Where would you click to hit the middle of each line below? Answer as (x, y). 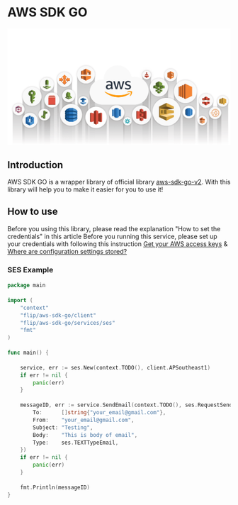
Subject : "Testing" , (63, 427)
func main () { (28, 353)
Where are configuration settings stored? (67, 251)
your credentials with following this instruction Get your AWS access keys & (118, 244)
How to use (33, 212)
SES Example (30, 270)
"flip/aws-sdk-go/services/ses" (68, 323)
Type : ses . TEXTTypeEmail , (76, 443)
